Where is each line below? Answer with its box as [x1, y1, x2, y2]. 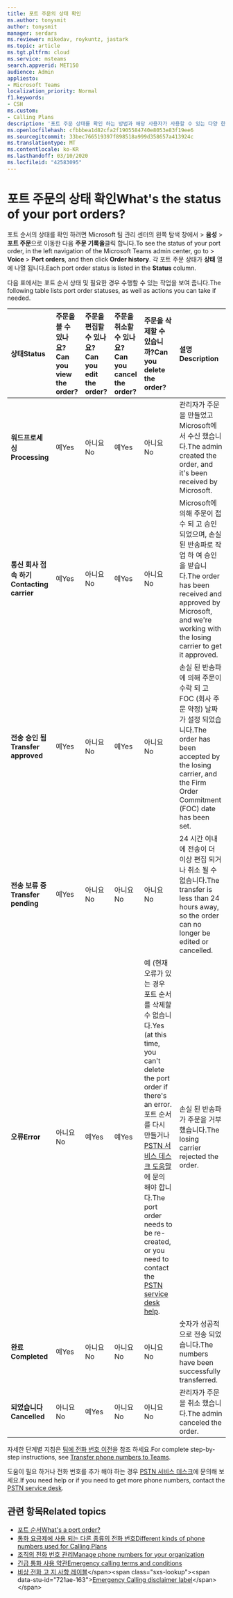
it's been [179, 468, 208, 477]
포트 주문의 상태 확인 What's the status [7, 191, 222, 207]
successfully [179, 1366, 221, 1376]
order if [144, 1082, 169, 1092]
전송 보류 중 [10, 881, 47, 890]
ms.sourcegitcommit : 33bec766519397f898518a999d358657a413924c [7, 133, 194, 140]
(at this [144, 1030, 167, 1039]
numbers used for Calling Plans [17, 1542, 107, 1550]
